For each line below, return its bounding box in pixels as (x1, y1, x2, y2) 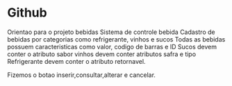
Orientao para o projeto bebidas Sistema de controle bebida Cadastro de (7, 28, 215, 36)
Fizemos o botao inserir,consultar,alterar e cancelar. (7, 71, 156, 79)
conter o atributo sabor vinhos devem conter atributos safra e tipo (7, 50, 197, 58)
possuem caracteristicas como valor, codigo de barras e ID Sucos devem (7, 42, 217, 51)
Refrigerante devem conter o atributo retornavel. (7, 57, 146, 65)
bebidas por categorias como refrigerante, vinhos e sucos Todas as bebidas (7, 35, 226, 43)
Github (7, 5, 47, 21)
